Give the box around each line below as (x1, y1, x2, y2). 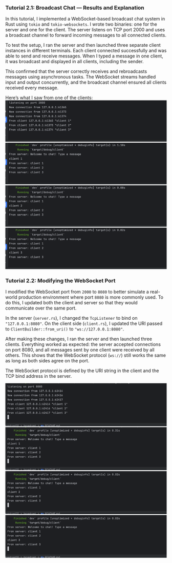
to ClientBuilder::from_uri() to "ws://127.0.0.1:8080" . (5, 326, 124, 332)
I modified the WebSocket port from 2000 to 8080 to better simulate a (5, 289, 149, 295)
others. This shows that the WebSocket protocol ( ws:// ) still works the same (5, 352, 166, 358)
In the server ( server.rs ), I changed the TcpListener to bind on (5, 315, 138, 321)
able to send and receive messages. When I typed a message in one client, (5, 53, 164, 59)
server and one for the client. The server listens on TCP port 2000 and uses (5, 27, 165, 33)
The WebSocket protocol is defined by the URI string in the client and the (5, 367, 159, 374)
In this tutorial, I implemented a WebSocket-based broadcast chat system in (5, 16, 165, 22)
